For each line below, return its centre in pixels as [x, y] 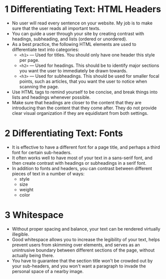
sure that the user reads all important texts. [56, 28]
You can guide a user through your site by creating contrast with [78, 33]
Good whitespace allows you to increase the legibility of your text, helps [86, 239]
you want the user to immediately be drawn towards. [73, 70]
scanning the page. [39, 86]
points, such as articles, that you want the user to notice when [83, 81]
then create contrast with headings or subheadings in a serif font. [79, 163]
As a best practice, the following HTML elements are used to [74, 44]
